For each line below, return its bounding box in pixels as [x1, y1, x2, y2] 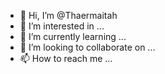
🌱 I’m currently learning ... [19, 31, 127, 42]
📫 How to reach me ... [19, 53, 113, 64]
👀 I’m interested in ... [19, 20, 105, 32]
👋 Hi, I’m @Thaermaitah [19, 10, 118, 21]
